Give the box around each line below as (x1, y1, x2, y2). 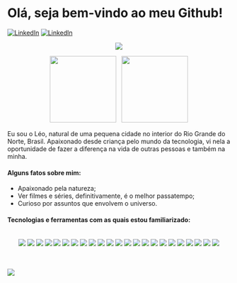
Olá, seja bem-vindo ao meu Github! (7, 5, 223, 21)
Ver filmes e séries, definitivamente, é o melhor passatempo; (17, 192, 195, 200)
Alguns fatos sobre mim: (7, 168, 81, 177)
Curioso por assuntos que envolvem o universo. (17, 199, 158, 208)
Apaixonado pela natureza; (17, 184, 96, 193)
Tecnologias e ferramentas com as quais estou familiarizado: (7, 215, 191, 224)
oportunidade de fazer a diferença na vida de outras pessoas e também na (7, 144, 226, 153)
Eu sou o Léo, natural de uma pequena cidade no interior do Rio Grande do (7, 129, 226, 138)
